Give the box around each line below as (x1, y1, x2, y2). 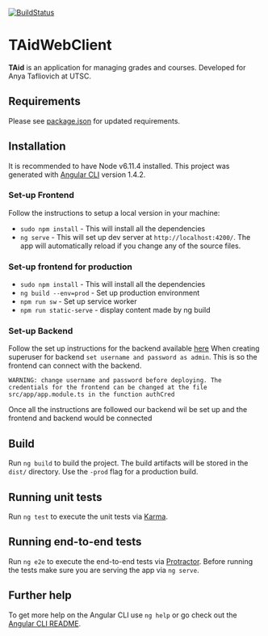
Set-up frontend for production (8, 261, 133, 272)
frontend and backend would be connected (8, 413, 153, 423)
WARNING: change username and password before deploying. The (8, 377, 222, 385)
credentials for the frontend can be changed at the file (8, 384, 207, 392)
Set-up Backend (8, 326, 73, 337)
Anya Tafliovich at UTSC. (8, 71, 91, 81)
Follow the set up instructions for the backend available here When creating (8, 343, 260, 353)
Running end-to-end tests (8, 535, 142, 549)
